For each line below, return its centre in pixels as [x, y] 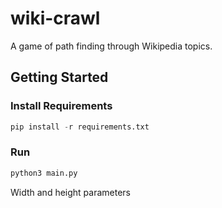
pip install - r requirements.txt [80, 127]
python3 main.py [44, 173]
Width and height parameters [71, 192]
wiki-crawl [55, 18]
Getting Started [59, 77]
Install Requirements [61, 106]
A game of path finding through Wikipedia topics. [111, 46]
